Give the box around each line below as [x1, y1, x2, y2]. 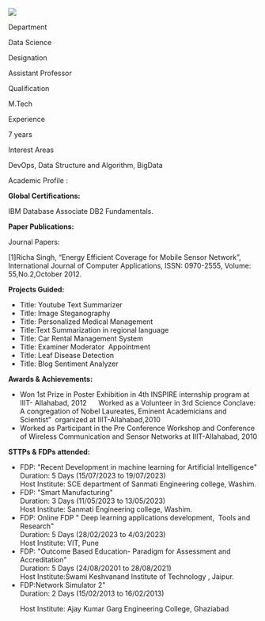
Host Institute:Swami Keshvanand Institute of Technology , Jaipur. [19, 572, 235, 581]
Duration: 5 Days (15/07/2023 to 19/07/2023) [19, 471, 166, 480]
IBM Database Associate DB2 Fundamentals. [8, 207, 154, 215]
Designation [8, 53, 47, 63]
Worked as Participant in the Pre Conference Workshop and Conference [19, 424, 256, 432]
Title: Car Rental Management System [19, 333, 144, 343]
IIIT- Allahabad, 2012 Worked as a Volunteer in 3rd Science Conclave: [19, 398, 256, 407]
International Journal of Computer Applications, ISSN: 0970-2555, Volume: [8, 261, 252, 270]
